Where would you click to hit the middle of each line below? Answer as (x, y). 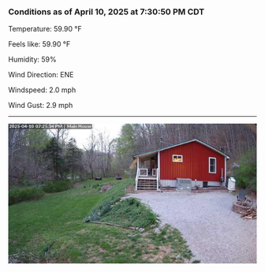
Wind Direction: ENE (41, 75)
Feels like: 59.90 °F (39, 44)
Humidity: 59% (32, 60)
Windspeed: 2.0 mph (42, 90)
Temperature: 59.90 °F (45, 29)
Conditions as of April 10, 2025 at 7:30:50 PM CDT (106, 12)
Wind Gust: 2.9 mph (41, 106)
